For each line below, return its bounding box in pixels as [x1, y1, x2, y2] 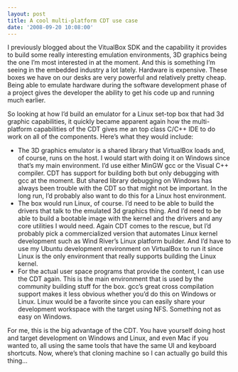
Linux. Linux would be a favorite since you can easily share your [17, 297, 205, 306]
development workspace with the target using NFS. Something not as [17, 305, 222, 314]
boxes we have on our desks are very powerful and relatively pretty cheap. [7, 73, 227, 82]
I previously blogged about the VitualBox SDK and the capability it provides [7, 43, 227, 52]
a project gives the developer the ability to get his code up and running [7, 88, 215, 97]
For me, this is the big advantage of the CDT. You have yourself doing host [7, 326, 226, 335]
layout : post [7, 10, 46, 18]
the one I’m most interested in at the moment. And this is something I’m [7, 58, 215, 67]
